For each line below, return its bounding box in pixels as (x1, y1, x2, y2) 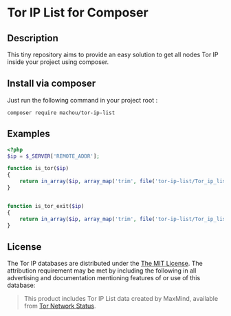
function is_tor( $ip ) (7, 165, 69, 172)
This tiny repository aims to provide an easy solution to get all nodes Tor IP (7, 50, 219, 59)
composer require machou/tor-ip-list (7, 109, 115, 116)
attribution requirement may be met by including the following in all (7, 266, 197, 275)
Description (7, 32, 58, 44)
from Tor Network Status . (23, 302, 96, 310)
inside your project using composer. (7, 58, 109, 66)
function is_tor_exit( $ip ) (7, 202, 85, 209)
